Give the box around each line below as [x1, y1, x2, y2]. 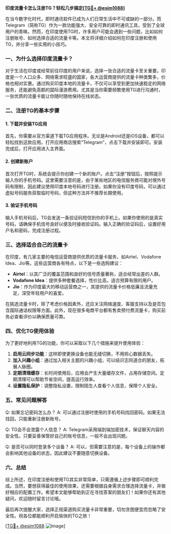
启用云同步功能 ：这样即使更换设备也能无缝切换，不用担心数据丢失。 [12, 351, 156, 357]
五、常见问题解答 [5, 397, 47, 404]
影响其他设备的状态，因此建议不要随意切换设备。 [9, 450, 112, 456]
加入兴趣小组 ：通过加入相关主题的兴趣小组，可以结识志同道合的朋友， [12, 357, 160, 363]
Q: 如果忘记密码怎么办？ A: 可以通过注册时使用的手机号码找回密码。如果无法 [5, 409, 165, 415]
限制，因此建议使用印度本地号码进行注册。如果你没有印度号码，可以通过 [14, 183, 166, 189]
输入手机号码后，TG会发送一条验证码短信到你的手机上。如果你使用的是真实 [5, 214, 163, 220]
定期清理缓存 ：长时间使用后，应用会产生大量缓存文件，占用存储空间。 [12, 370, 160, 376]
